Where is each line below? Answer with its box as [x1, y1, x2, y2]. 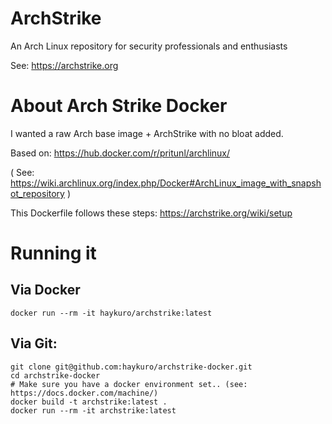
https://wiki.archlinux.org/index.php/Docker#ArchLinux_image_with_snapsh [10, 177, 322, 189]
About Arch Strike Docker [10, 95, 228, 117]
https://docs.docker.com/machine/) [10, 388, 159, 398]
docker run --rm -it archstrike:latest [10, 405, 177, 416]
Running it [10, 242, 97, 265]
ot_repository [10, 187, 65, 199]
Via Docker [10, 282, 81, 299]
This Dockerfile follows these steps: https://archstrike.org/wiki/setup [10, 207, 293, 219]
